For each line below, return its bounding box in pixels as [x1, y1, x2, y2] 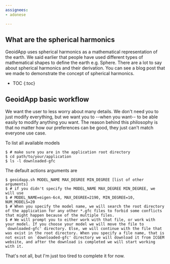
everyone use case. [5, 130, 47, 136]
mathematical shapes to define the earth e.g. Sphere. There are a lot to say [5, 59, 162, 66]
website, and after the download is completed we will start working [5, 240, 156, 245]
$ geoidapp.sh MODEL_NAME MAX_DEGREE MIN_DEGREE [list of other [5, 177, 144, 183]
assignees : [5, 7, 28, 13]
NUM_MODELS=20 [5, 200, 36, 205]
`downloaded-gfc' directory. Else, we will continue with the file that [5, 226, 162, 232]
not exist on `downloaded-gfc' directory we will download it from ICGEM [5, 235, 165, 240]
